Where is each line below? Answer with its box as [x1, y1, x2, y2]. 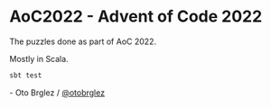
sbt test [9, 70, 42, 80]
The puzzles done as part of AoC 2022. [9, 36, 156, 47]
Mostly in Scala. [9, 53, 70, 64]
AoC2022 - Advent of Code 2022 [9, 6, 263, 27]
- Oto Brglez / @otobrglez [9, 87, 106, 98]
